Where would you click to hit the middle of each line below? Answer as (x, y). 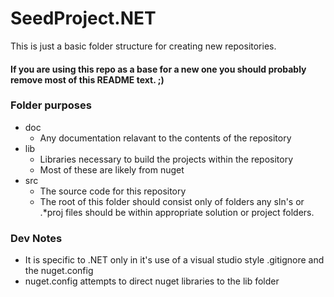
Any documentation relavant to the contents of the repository (165, 138)
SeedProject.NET (83, 18)
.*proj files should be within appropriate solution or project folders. (177, 212)
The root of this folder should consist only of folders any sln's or (172, 201)
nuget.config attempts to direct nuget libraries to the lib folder (152, 281)
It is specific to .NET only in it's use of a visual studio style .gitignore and (174, 260)
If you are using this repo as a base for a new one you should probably (158, 69)
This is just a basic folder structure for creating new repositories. (143, 46)
